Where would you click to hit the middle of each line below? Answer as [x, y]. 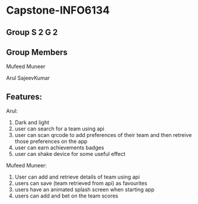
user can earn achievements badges [59, 148]
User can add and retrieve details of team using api [77, 177]
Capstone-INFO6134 [58, 10]
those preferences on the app [51, 141]
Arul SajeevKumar [28, 78]
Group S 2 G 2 [32, 32]
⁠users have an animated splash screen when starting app [84, 190]
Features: [24, 96]
